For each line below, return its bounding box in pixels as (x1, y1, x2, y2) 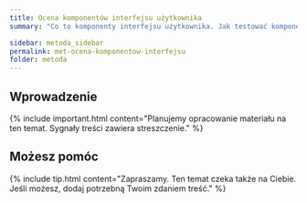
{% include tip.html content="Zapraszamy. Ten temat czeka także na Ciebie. (9, 173, 297, 184)
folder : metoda (9, 56, 68, 65)
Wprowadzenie (9, 88, 98, 105)
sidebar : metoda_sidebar (9, 38, 104, 47)
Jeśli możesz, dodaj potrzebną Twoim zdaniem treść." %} (9, 183, 227, 194)
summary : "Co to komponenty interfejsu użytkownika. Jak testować (9, 22, 268, 31)
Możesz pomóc (9, 149, 99, 165)
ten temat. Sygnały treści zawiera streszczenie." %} (9, 122, 204, 133)
